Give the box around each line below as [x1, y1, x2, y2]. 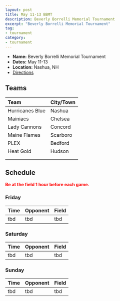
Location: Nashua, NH [12, 64, 59, 70]
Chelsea [50, 115, 70, 122]
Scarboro [50, 131, 72, 138]
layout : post [5, 7, 32, 12]
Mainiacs [7, 115, 29, 122]
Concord [50, 123, 71, 130]
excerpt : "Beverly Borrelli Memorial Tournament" [5, 21, 111, 26]
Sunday [5, 267, 24, 274]
